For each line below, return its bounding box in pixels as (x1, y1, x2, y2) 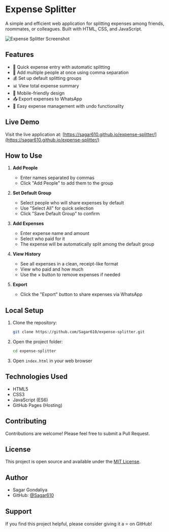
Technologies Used (5, 372, 67, 381)
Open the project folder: (12, 339, 63, 345)
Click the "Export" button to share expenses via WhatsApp (20, 291, 143, 298)
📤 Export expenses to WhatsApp (12, 96, 82, 102)
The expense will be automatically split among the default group (20, 241, 155, 247)
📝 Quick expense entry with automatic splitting (12, 64, 111, 70)
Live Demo (5, 118, 40, 127)
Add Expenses (12, 220, 44, 227)
